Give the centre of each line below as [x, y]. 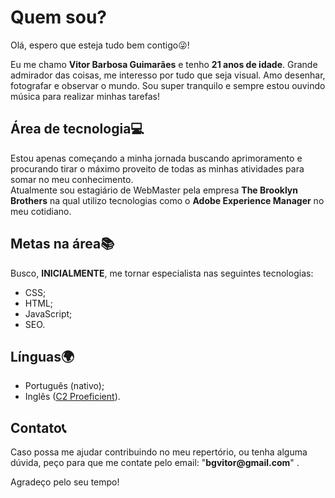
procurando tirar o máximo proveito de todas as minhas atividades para [157, 168]
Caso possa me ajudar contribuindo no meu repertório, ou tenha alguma [159, 452]
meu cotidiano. [41, 211]
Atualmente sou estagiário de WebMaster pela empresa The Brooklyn [154, 190]
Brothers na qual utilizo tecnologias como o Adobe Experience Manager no [167, 200]
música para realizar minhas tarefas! [85, 96]
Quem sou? [58, 17]
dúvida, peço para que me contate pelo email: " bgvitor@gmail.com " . [155, 463]
